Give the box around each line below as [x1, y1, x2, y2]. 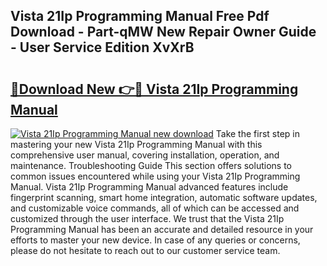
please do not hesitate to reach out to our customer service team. [10, 245, 281, 256]
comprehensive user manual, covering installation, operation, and [10, 149, 280, 161]
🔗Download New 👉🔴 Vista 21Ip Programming [10, 80, 299, 98]
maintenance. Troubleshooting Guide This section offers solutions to [10, 160, 292, 171]
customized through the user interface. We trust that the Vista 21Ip [10, 213, 285, 224]
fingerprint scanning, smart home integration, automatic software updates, [10, 192, 318, 203]
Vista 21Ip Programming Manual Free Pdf [10, 8, 270, 25]
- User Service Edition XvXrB [10, 39, 195, 56]
